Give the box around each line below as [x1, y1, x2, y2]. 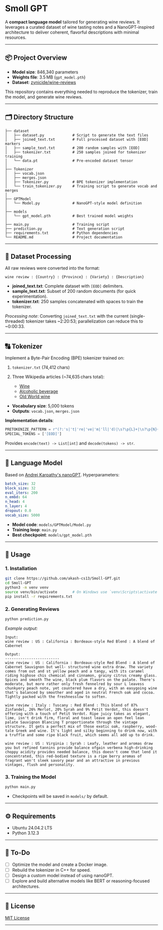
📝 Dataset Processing [5, 252, 71, 260]
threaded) [5, 319, 25, 324]
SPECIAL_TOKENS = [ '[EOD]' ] [5, 432, 62, 437]
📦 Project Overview [5, 54, 67, 62]
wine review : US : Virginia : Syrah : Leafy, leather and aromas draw [5, 741, 153, 746]
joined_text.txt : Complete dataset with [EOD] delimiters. [12, 283, 124, 289]
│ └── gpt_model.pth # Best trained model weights [5, 213, 133, 219]
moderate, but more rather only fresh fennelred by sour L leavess [5, 681, 145, 686]
